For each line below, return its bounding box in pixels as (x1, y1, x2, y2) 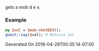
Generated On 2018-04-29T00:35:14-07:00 (5, 42, 95, 48)
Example (5, 16, 27, 23)
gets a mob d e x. (5, 4, 41, 10)
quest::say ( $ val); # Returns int (5, 32, 75, 38)
